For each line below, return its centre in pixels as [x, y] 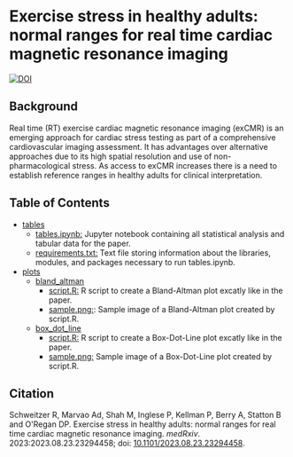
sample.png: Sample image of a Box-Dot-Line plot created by [160, 356]
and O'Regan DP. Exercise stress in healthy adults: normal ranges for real [143, 424]
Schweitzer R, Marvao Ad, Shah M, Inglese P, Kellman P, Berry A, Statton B [145, 415]
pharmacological [40, 165]
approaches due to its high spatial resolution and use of [111, 156]
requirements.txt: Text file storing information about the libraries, [153, 252]
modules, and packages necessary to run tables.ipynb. [135, 262]
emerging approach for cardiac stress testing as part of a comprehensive [143, 137]
